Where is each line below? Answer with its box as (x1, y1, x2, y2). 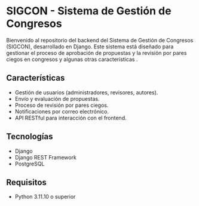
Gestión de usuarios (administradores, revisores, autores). (14, 88, 158, 96)
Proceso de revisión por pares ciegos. (14, 102, 109, 109)
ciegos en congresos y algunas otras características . (6, 56, 138, 63)
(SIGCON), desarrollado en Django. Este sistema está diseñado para (6, 43, 174, 50)
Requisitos (6, 177, 47, 187)
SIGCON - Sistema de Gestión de (6, 4, 172, 18)
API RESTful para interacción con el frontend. (14, 114, 127, 121)
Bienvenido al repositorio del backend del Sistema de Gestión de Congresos (6, 36, 194, 44)
